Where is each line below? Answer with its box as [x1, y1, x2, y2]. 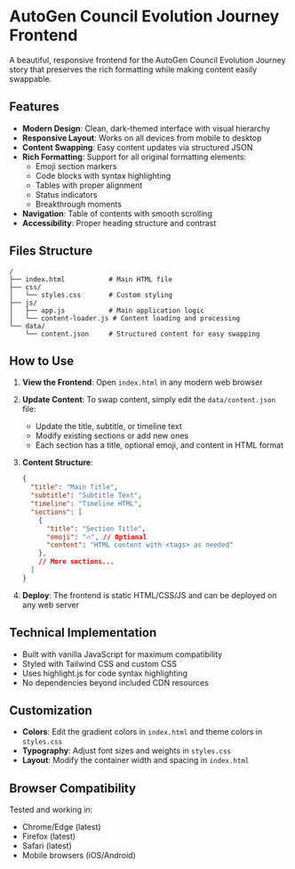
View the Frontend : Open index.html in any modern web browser [21, 377, 263, 388]
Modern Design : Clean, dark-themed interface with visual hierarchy [21, 123, 271, 134]
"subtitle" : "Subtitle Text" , [30, 491, 142, 500]
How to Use [9, 353, 75, 369]
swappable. [9, 73, 52, 84]
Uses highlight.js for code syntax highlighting [21, 668, 188, 678]
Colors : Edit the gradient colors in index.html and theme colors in [21, 727, 263, 737]
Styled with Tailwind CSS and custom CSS [21, 658, 178, 669]
